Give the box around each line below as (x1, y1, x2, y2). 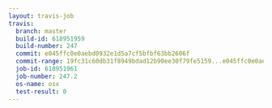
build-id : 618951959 (15, 34, 85, 43)
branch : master (15, 27, 67, 35)
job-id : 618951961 (15, 65, 79, 73)
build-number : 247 (15, 42, 79, 50)
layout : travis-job (8, 11, 74, 20)
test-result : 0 (15, 87, 67, 96)
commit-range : (15, 58, 63, 66)
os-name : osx (15, 80, 60, 88)
